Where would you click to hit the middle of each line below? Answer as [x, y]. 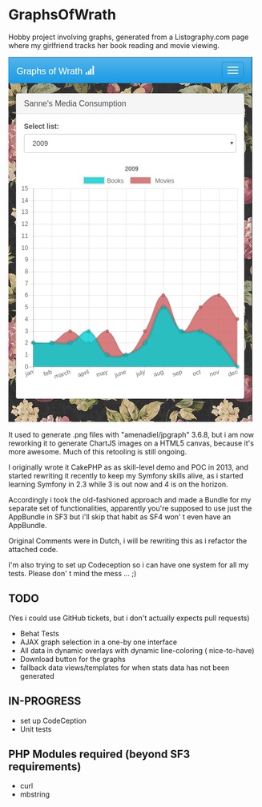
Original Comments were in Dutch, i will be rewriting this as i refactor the [128, 541]
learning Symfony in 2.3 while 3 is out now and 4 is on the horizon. [118, 484]
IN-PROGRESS [45, 702]
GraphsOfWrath [62, 15]
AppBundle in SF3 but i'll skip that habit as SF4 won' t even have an [120, 516]
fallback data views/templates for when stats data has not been [125, 668]
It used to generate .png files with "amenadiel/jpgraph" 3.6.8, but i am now [131, 434]
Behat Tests [40, 633]
